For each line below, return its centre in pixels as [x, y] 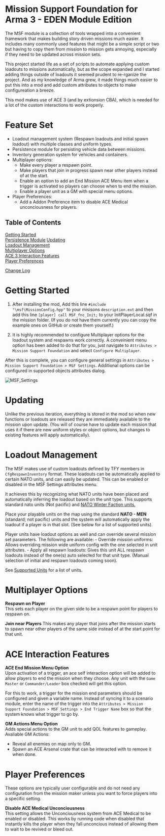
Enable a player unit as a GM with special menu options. [76, 191]
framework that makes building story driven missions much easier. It [74, 39]
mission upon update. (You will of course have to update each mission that [81, 424]
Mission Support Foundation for [71, 9]
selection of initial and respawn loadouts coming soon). [61, 560]
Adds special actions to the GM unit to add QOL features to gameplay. [76, 729]
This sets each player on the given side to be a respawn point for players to [82, 609]
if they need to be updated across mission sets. [53, 54]
